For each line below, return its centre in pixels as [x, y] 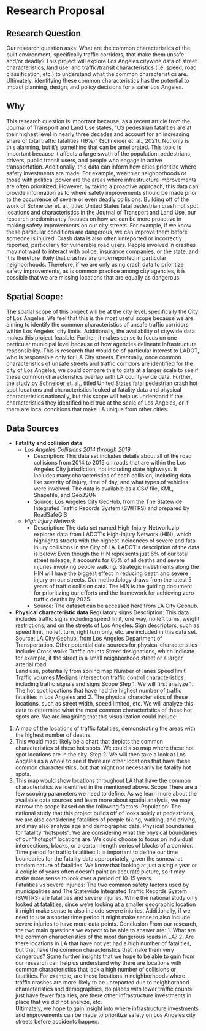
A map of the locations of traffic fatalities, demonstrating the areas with [105, 729]
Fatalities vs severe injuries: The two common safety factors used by [102, 885]
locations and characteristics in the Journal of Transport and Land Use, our [101, 212]
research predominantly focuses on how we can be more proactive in [94, 219]
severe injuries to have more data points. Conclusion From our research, [106, 924]
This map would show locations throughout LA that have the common [103, 781]
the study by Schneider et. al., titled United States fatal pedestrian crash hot [102, 383]
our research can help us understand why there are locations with [98, 963]
